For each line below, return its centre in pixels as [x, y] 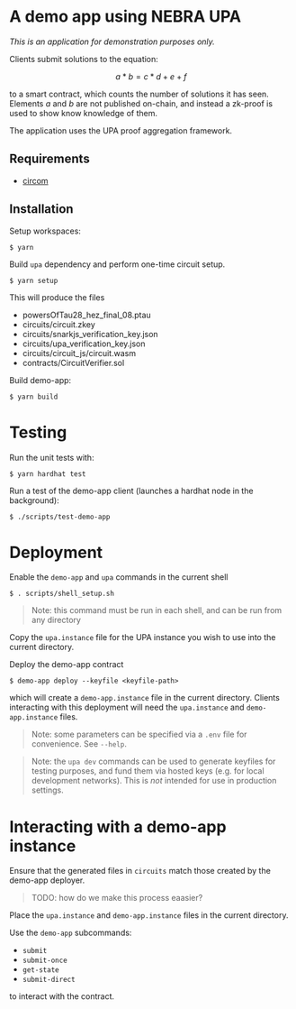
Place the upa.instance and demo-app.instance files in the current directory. [149, 915]
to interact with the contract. [62, 996]
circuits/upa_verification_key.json [84, 344]
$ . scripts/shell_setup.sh [62, 594]
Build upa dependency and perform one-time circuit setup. [117, 264]
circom [35, 180]
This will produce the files [57, 297]
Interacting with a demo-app [118, 826]
